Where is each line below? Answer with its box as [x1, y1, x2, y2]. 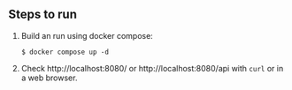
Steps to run [8, 7, 77, 22]
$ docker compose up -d [20, 48, 110, 56]
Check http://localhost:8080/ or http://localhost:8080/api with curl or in [20, 63, 284, 73]
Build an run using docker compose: [20, 30, 154, 41]
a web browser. [20, 72, 78, 83]
